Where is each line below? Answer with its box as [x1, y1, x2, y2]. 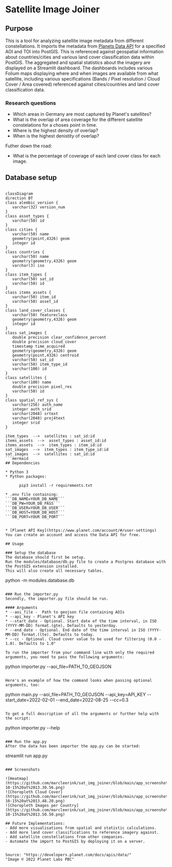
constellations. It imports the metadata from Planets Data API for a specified [5, 43, 165, 49]
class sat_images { [5, 330, 47, 336]
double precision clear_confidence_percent [12, 335, 106, 340]
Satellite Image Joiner [5, 4, 100, 15]
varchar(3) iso [12, 263, 45, 268]
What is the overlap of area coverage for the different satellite [12, 116, 143, 123]
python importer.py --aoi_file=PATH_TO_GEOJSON [5, 663, 112, 670]
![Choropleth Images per [5, 803, 58, 809]
